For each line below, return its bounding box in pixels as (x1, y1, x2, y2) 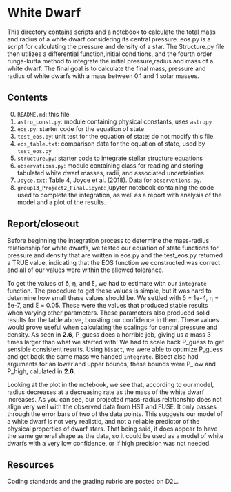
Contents (7, 92, 48, 104)
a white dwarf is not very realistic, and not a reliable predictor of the (7, 417, 200, 425)
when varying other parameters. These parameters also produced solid (7, 308, 210, 317)
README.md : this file (17, 110, 70, 118)
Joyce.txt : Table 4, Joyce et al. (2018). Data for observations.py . (17, 176, 202, 184)
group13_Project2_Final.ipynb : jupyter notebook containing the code (17, 183, 214, 191)
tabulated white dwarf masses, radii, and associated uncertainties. (17, 168, 206, 177)
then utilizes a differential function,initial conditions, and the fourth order (7, 50, 212, 58)
